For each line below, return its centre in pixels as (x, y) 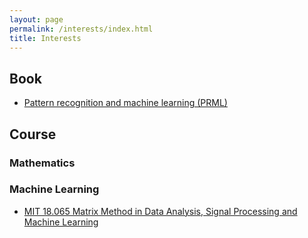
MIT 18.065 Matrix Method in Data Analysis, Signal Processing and (160, 211)
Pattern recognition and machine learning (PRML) (125, 103)
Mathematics (42, 163)
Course (33, 134)
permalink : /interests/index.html (81, 29)
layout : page (36, 19)
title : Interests (45, 38)
